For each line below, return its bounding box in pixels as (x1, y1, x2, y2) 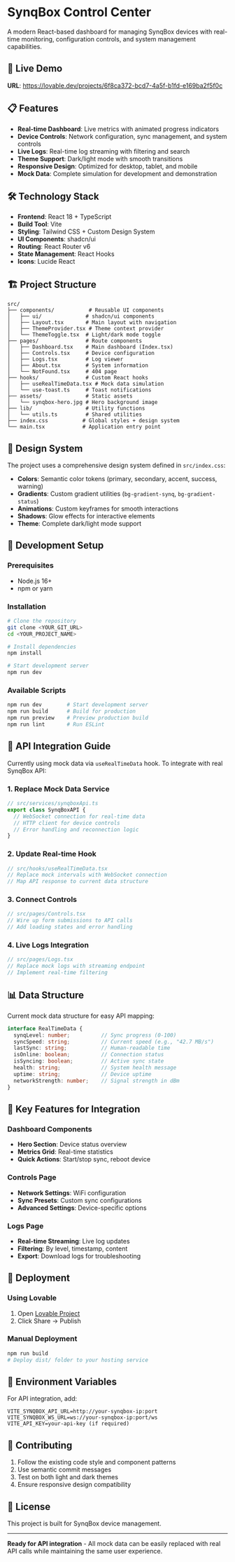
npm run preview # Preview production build (7, 715, 149, 722)
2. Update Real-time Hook (7, 849, 97, 859)
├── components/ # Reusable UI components (7, 307, 164, 314)
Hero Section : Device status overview (17, 1140, 127, 1149)
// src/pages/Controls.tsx (7, 910, 86, 917)
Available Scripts (7, 685, 66, 695)
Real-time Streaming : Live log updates (17, 1237, 131, 1245)
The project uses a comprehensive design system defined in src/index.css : (7, 461, 226, 469)
